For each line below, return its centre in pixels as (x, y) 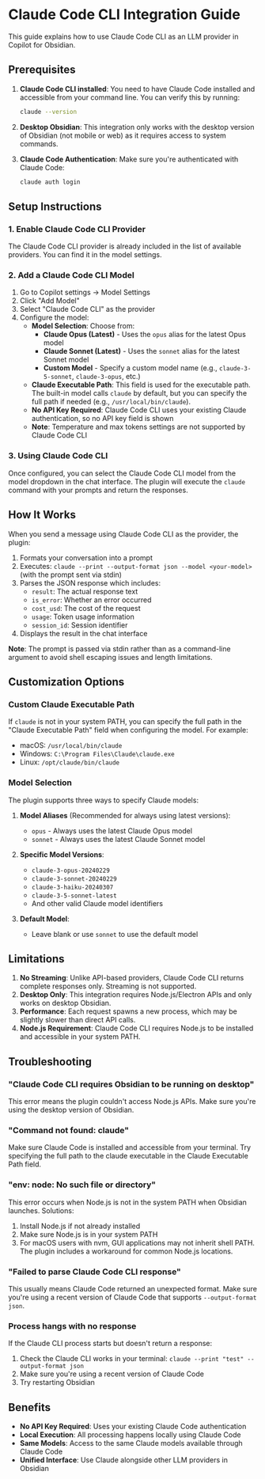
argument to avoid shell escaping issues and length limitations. (110, 657)
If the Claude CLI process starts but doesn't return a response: (110, 1344)
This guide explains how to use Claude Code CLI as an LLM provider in (123, 36)
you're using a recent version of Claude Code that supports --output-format (132, 1297)
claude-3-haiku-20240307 (72, 887)
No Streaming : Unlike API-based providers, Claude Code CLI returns (132, 978)
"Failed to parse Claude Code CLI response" (95, 1272)
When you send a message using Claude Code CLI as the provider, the (123, 534)
